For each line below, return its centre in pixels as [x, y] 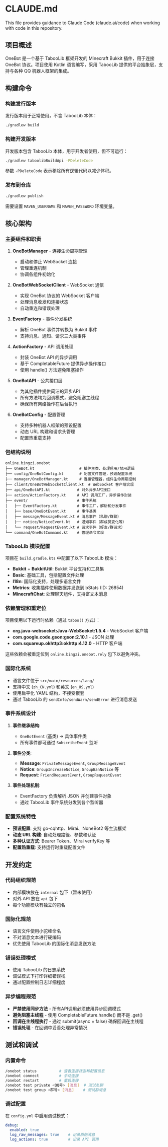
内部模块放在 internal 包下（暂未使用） [53, 892]
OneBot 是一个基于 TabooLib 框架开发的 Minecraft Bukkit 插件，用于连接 [80, 58]
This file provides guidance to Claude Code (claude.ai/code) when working [83, 23]
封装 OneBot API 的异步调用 [49, 357]
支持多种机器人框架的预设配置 [51, 425]
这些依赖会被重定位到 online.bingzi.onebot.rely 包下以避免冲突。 [74, 654]
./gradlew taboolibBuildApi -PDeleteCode [49, 161]
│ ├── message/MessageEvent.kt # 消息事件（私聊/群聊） [63, 517]
